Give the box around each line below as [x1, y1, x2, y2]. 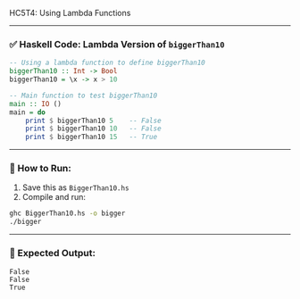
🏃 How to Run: [9, 162, 71, 175]
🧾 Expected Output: [9, 247, 96, 260]
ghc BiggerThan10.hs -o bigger [9, 209, 126, 218]
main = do [9, 107, 46, 117]
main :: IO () [9, 99, 62, 108]
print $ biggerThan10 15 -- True [25, 133, 158, 142]
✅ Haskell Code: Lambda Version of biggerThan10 [9, 37, 225, 50]
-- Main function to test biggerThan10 [9, 91, 158, 100]
